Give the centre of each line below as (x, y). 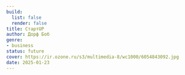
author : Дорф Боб (28, 34)
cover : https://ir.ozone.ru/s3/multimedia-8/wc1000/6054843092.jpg (93, 57)
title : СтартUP (25, 29)
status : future (25, 51)
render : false (29, 23)
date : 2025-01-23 (28, 62)
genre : (14, 40)
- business (20, 46)
